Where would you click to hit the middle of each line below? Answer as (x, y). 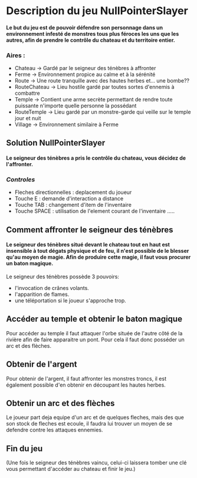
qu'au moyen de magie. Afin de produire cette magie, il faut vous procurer (98, 257)
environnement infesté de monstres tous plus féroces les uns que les (93, 34)
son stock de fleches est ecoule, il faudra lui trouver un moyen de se (89, 424)
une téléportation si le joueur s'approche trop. (70, 300)
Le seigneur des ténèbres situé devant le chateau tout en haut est (88, 245)
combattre (27, 93)
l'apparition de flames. (42, 294)
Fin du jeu (24, 448)
